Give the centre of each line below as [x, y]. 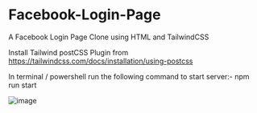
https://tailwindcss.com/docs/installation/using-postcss [101, 61]
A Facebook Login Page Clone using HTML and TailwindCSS [109, 37]
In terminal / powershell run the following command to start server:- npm [129, 76]
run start [23, 85]
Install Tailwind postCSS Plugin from [68, 52]
